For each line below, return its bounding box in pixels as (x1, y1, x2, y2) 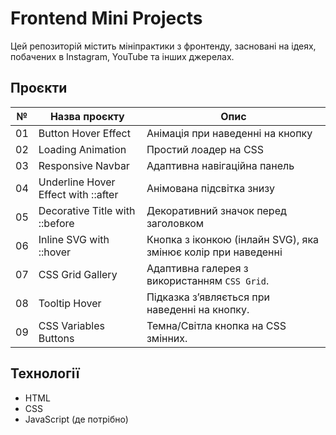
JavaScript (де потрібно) (24, 413, 129, 425)
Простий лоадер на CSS (146, 142, 265, 156)
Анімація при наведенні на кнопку (146, 126, 313, 140)
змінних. (146, 331, 188, 345)
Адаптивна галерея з (146, 261, 249, 275)
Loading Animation (38, 142, 127, 156)
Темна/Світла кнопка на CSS (146, 318, 287, 332)
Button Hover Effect (38, 126, 131, 140)
